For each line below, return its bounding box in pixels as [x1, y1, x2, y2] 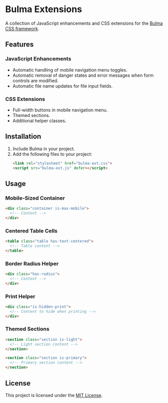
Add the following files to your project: [12, 151, 92, 157]
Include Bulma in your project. [12, 145, 75, 152]
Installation [5, 132, 41, 141]
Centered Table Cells [5, 227, 58, 234]
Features [5, 40, 34, 49]
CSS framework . [5, 25, 39, 31]
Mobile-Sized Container [5, 194, 65, 201]
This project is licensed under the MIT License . [5, 392, 103, 398]
